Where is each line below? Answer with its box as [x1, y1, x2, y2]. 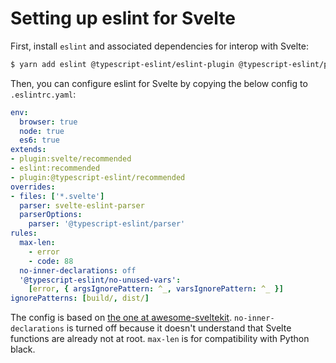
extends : [10, 145, 47, 155]
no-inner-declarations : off [19, 265, 137, 276]
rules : [10, 228, 38, 239]
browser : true [19, 117, 78, 127]
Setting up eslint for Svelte [10, 7, 236, 30]
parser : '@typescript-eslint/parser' [28, 219, 186, 229]
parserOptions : [19, 210, 83, 220]
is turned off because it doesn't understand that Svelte [66, 322, 292, 334]
